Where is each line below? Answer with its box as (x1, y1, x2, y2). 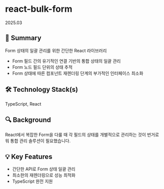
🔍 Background (5, 115, 51, 124)
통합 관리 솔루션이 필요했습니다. (10, 138, 71, 144)
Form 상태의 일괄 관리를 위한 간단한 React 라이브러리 (5, 48, 107, 54)
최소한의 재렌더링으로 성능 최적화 (12, 172, 76, 178)
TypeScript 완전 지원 (12, 178, 53, 185)
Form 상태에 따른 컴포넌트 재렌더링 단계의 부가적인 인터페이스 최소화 (12, 70, 143, 76)
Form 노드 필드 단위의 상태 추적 (12, 64, 73, 70)
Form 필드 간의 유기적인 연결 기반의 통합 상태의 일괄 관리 (12, 58, 121, 64)
